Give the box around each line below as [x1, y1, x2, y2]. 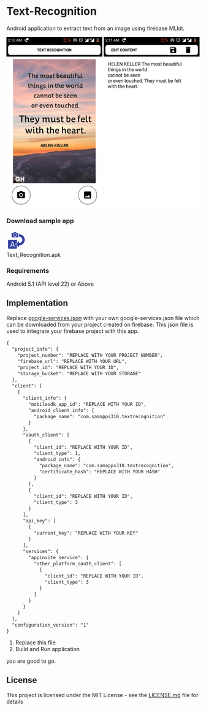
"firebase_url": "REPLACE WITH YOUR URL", [17, 358, 128, 364]
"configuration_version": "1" [12, 622, 89, 628]
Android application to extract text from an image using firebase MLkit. [6, 25, 185, 32]
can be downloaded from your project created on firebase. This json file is [6, 321, 194, 328]
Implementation [6, 298, 69, 308]
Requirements [6, 266, 50, 275]
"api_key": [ [22, 517, 56, 524]
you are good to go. [6, 657, 56, 665]
